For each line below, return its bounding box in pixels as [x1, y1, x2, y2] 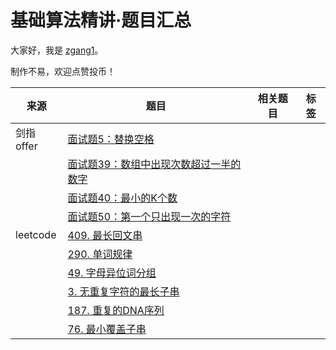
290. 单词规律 [67, 247, 133, 261]
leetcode [15, 227, 57, 241]
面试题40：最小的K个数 [67, 191, 178, 205]
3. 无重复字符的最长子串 [67, 284, 180, 298]
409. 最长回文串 [67, 228, 143, 242]
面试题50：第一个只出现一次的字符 [67, 209, 232, 223]
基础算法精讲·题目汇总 [10, 9, 192, 32]
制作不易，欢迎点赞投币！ [10, 65, 116, 77]
